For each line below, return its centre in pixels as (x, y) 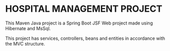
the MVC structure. (25, 43)
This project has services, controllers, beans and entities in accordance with (85, 38)
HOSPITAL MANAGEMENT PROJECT (84, 9)
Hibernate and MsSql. (28, 28)
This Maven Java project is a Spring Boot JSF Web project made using (79, 23)
